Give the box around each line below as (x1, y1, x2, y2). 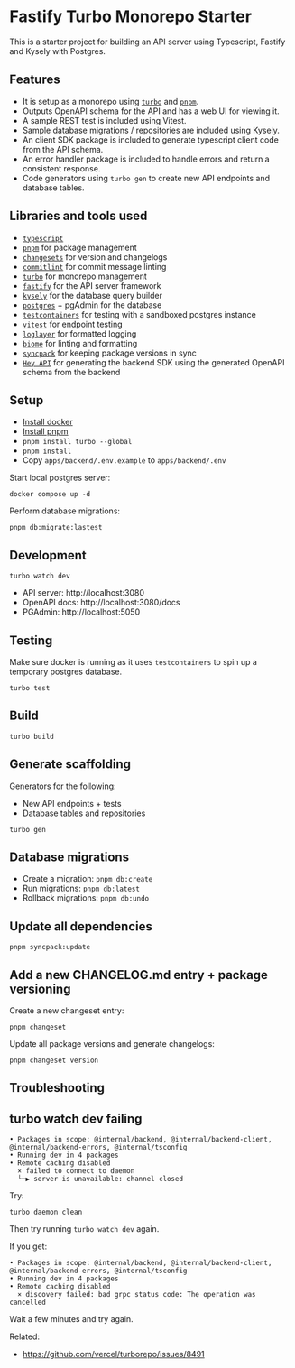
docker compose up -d (9, 490, 91, 499)
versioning (9, 981, 71, 996)
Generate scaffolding (9, 756, 132, 772)
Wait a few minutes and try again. (9, 1314, 134, 1325)
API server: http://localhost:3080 (22, 587, 145, 598)
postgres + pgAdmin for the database (22, 300, 162, 310)
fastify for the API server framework (22, 280, 161, 291)
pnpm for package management (22, 242, 137, 253)
